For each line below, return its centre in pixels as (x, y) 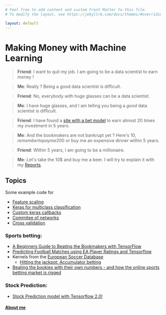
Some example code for (29, 193)
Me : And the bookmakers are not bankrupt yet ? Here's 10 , (77, 135)
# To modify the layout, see (35, 14)
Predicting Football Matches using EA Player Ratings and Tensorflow (82, 252)
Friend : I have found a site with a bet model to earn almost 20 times (86, 120)
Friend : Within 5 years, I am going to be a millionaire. (71, 150)
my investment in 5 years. (43, 126)
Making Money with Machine (66, 48)
